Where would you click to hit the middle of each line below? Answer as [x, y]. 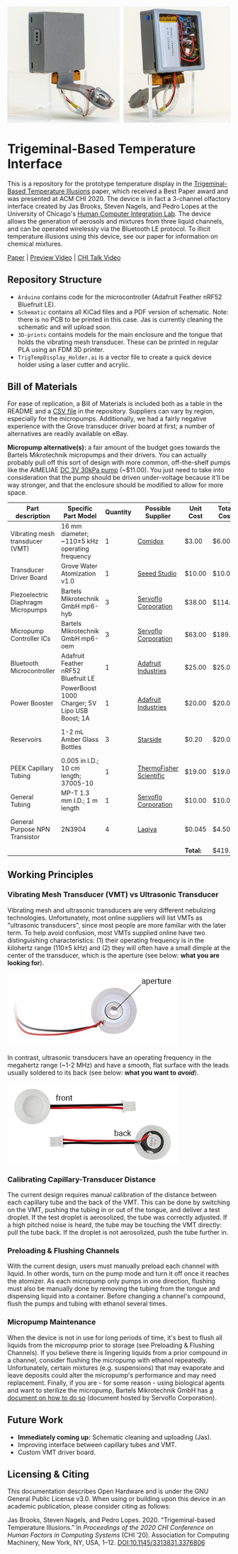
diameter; [75, 534]
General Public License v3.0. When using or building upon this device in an [117, 1499]
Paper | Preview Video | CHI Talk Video [64, 257]
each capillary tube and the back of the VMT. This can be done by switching [119, 1202]
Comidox [151, 542]
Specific [80, 508]
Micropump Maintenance [52, 1322]
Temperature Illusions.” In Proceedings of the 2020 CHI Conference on [110, 1528]
